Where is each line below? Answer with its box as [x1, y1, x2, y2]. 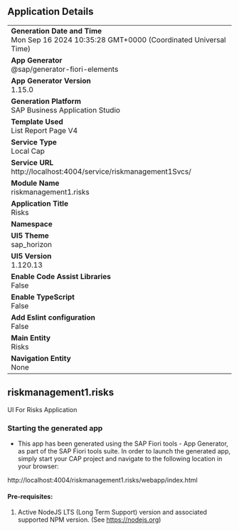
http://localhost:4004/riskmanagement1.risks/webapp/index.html [7, 475, 198, 484]
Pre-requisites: [7, 492, 53, 500]
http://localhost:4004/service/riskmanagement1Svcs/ [11, 167, 192, 177]
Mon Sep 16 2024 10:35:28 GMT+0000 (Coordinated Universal [11, 35, 226, 45]
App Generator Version [11, 75, 91, 85]
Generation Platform [11, 96, 82, 106]
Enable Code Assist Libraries [11, 271, 112, 281]
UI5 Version [11, 251, 52, 261]
